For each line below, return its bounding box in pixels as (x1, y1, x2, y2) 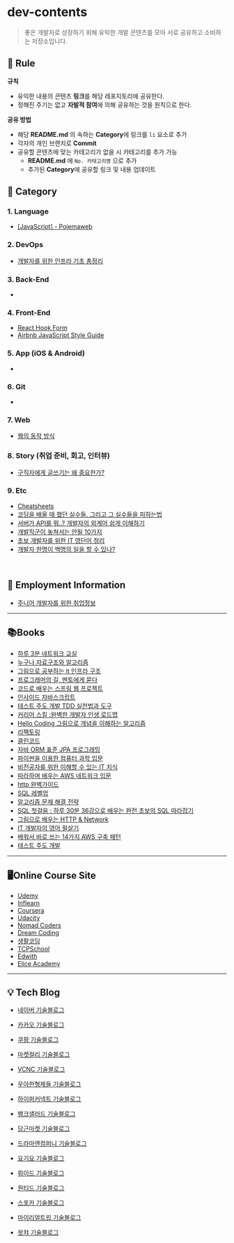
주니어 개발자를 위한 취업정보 (17, 598, 96, 607)
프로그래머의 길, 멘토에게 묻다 (17, 676, 98, 684)
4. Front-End (7, 308, 51, 318)
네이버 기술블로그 (17, 1006, 65, 1014)
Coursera (17, 907, 45, 915)
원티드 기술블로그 (17, 1184, 65, 1192)
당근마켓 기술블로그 (17, 1124, 70, 1133)
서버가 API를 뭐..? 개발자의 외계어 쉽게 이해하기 (17, 519, 145, 527)
